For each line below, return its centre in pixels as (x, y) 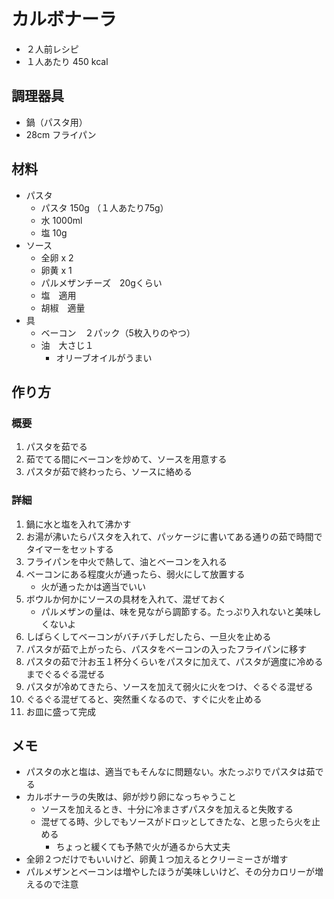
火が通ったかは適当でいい (93, 586)
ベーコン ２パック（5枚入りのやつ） (118, 332)
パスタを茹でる (56, 447)
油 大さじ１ (67, 345)
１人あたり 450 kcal (67, 61)
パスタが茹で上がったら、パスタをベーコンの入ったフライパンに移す (166, 649)
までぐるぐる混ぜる (65, 674)
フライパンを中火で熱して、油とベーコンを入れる (126, 561)
